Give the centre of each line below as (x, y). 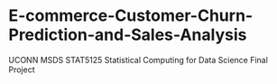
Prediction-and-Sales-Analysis (128, 35)
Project (22, 70)
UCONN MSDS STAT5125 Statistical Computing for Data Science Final (138, 60)
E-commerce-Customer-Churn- (131, 16)
